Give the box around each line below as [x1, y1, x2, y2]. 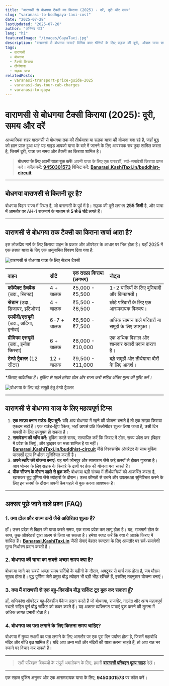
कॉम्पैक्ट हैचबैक [8, 284, 35, 291]
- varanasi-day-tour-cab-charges [10, 82, 80, 87]
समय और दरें [5, 120, 45, 131]
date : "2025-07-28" [5, 17, 46, 22]
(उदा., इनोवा [8, 340, 31, 348]
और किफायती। [109, 291, 138, 298]
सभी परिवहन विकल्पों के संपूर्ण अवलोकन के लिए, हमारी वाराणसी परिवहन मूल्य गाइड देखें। [17, 660, 156, 666]
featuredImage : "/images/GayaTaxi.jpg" [5, 36, 89, 41]
